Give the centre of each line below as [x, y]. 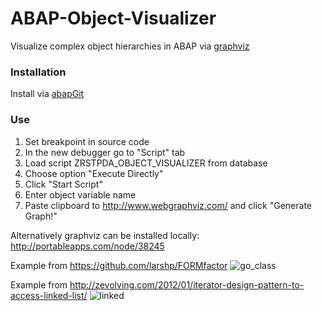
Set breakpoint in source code [87, 141]
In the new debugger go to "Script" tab [105, 152]
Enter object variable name [80, 194]
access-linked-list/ [49, 295]
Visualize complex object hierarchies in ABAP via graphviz [130, 46]
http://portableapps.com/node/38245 [87, 246]
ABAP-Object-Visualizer [113, 18]
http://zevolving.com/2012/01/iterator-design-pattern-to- [187, 284]
